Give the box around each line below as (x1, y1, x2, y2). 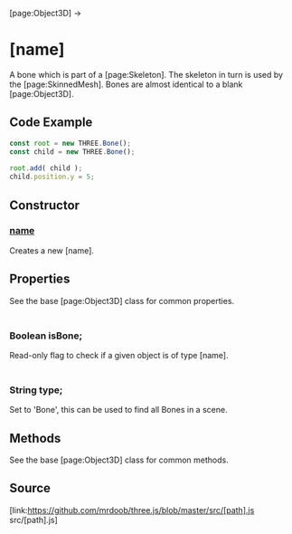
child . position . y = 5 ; (9, 172, 95, 182)
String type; (9, 384, 63, 396)
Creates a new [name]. (9, 244, 95, 256)
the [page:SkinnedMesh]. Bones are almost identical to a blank (9, 79, 243, 90)
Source (9, 481, 52, 496)
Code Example (9, 115, 93, 130)
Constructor (9, 197, 80, 213)
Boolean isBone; (9, 329, 83, 342)
